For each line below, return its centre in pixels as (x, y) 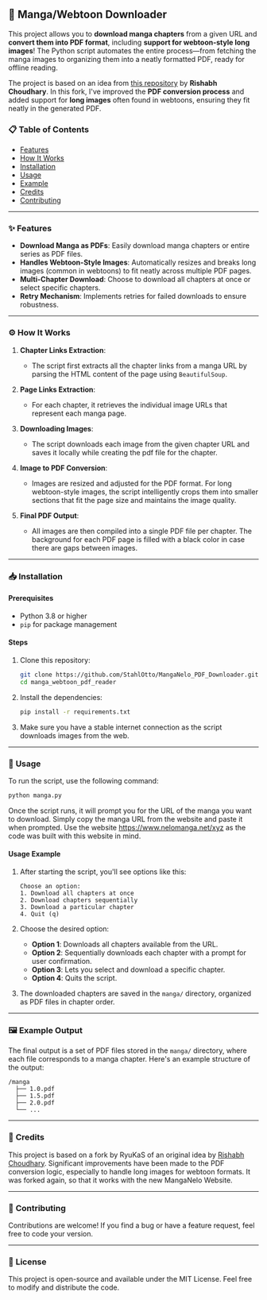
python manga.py (35, 795)
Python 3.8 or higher (53, 616)
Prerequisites (31, 598)
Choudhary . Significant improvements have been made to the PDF (116, 1163)
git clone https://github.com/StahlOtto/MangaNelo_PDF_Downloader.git (139, 675)
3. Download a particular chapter (77, 907)
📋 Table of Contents (49, 130)
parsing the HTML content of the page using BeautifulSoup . (130, 373)
